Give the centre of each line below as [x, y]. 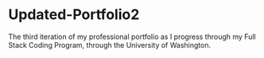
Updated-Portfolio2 [74, 15]
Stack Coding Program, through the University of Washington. [110, 44]
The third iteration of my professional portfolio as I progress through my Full [132, 37]
